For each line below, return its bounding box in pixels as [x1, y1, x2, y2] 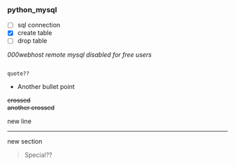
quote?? [7, 70, 30, 78]
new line [7, 117, 31, 125]
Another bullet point [17, 83, 75, 91]
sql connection [17, 21, 61, 29]
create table [17, 29, 52, 37]
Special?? [24, 151, 52, 159]
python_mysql [7, 5, 57, 15]
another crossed [7, 104, 55, 112]
